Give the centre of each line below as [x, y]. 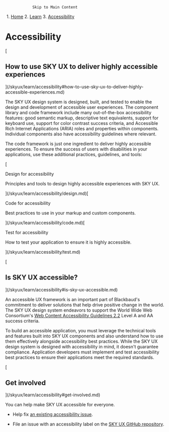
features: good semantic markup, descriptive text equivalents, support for [82, 118]
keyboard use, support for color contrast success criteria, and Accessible [82, 123]
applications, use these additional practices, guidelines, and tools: [74, 154]
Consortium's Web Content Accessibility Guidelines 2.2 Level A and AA [79, 315]
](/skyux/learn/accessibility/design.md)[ [47, 193]
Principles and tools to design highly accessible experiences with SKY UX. [82, 183]
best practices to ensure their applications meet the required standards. [80, 357]
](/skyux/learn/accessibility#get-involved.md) [53, 395]
